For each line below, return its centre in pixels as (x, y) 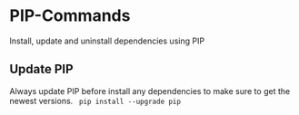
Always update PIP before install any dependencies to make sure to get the (150, 91)
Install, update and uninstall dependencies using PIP (107, 41)
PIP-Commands (70, 16)
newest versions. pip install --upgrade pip (95, 101)
